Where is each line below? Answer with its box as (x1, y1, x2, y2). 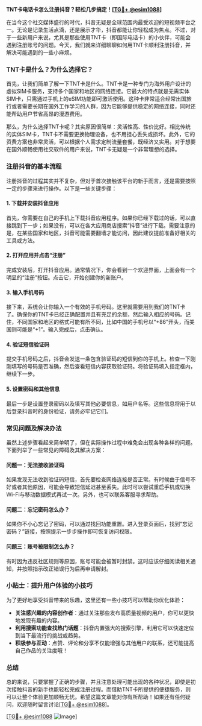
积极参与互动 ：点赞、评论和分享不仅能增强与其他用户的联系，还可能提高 (14, 639, 194, 646)
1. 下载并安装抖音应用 (6, 200, 59, 207)
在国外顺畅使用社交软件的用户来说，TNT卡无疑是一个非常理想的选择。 (6, 146, 180, 153)
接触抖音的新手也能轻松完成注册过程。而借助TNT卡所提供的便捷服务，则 (11, 686, 191, 693)
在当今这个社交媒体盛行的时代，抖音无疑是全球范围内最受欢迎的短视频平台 (6, 19, 191, 26)
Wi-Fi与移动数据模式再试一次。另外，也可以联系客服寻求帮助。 (6, 491, 162, 498)
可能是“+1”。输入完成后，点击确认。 (16, 326, 106, 333)
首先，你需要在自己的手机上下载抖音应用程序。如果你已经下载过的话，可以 (6, 214, 191, 221)
